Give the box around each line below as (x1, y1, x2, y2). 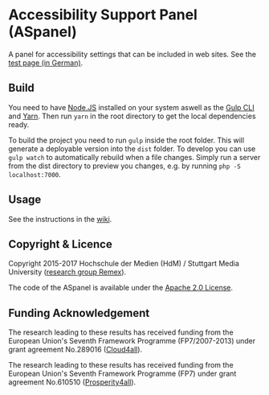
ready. (8, 119, 30, 130)
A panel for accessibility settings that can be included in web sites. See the (8, 49, 257, 59)
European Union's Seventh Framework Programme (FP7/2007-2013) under (8, 336, 256, 346)
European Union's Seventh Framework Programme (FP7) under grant (8, 368, 237, 379)
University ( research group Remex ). (8, 267, 127, 277)
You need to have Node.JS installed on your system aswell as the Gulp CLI (8, 102, 255, 112)
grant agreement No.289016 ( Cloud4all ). (8, 344, 143, 355)
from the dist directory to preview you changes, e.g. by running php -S (8, 161, 241, 171)
